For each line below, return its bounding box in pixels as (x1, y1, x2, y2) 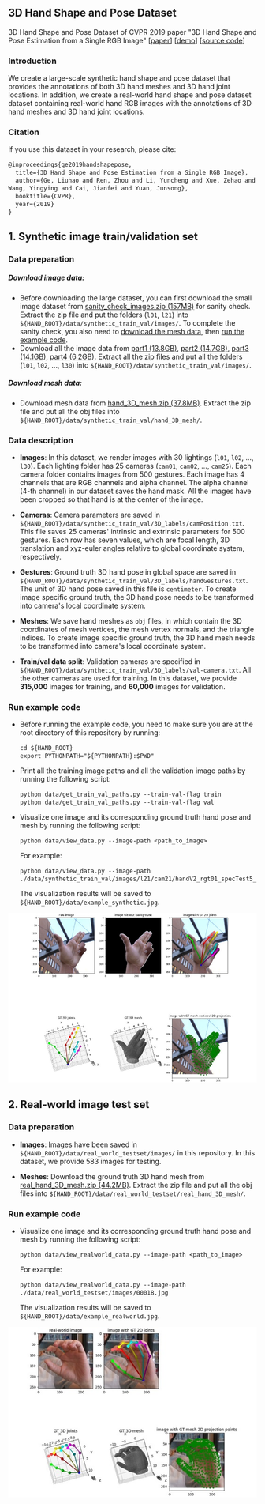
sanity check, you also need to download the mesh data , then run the (19, 326, 245, 336)
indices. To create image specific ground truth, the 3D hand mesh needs (19, 632, 256, 643)
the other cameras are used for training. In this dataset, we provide (19, 673, 237, 683)
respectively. (19, 552, 62, 561)
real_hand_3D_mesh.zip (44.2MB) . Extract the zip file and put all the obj (19, 1180, 252, 1189)
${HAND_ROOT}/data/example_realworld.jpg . (19, 1311, 160, 1321)
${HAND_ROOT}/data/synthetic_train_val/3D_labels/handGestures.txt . (19, 575, 248, 585)
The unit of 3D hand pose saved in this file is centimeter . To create (19, 584, 237, 594)
